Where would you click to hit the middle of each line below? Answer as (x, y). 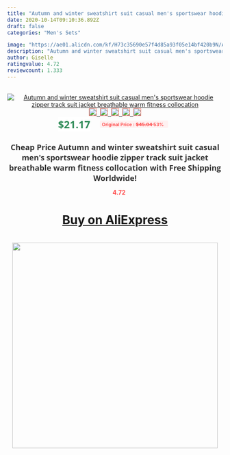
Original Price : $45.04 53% (133, 124)
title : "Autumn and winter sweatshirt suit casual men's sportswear (107, 13)
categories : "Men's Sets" (44, 33)
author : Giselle (30, 58)
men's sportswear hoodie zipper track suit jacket (115, 157)
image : (16, 45)
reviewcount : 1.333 (35, 70)
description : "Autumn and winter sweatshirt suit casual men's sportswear (116, 51)
